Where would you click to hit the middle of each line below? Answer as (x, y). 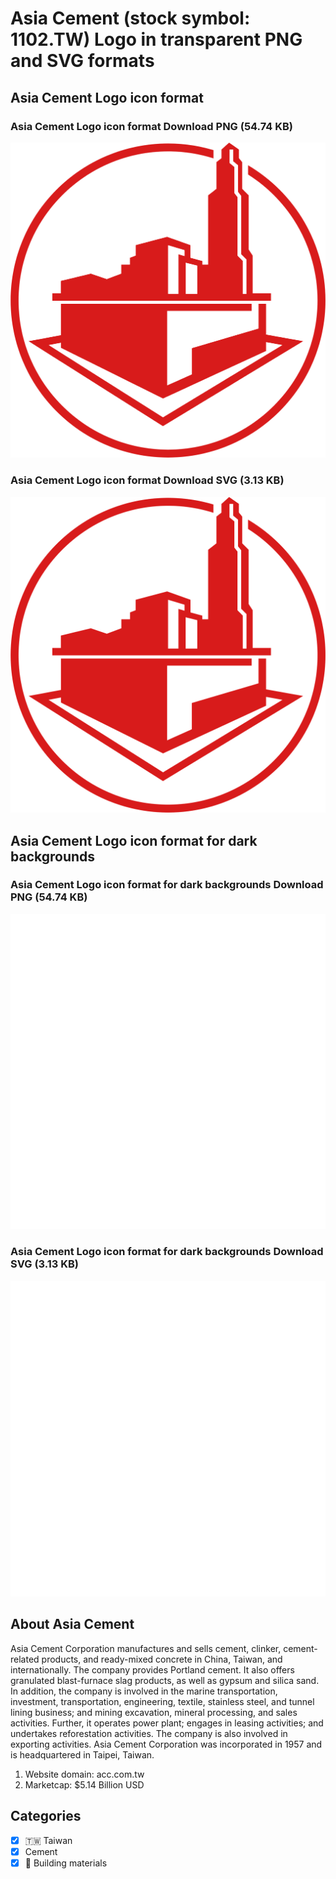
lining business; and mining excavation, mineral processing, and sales (154, 1712)
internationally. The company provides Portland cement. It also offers (152, 1669)
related (25, 1659)
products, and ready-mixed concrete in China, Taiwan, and (162, 1659)
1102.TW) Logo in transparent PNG (156, 39)
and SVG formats (82, 61)
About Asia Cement (72, 1624)
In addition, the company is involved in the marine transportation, (144, 1691)
